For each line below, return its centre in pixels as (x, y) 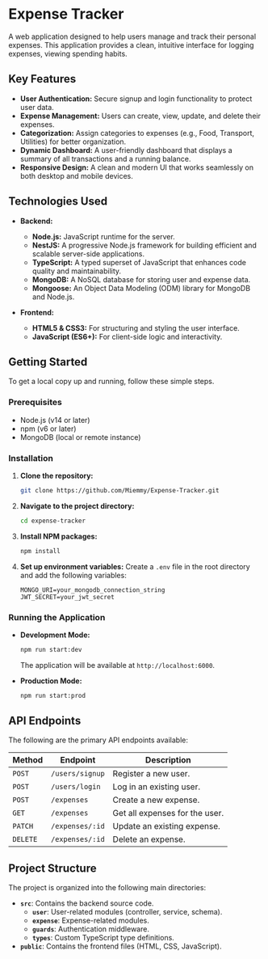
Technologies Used (58, 202)
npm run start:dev (51, 649)
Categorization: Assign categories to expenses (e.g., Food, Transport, (137, 133)
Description (168, 760)
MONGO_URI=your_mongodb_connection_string (92, 590)
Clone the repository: (57, 475)
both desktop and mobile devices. (76, 175)
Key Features (42, 79)
